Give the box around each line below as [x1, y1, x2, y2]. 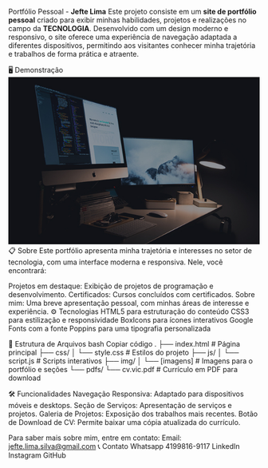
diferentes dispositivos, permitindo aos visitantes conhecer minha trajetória [8, 41, 256, 50]
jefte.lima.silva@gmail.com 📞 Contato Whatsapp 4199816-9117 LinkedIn [8, 442, 241, 451]
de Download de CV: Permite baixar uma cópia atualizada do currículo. [8, 418, 241, 427]
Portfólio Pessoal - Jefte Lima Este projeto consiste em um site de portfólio [8, 7, 257, 16]
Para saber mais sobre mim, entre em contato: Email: [8, 433, 182, 442]
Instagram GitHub [8, 450, 66, 460]
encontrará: [8, 266, 46, 276]
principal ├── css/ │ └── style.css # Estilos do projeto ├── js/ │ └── [8, 347, 239, 358]
